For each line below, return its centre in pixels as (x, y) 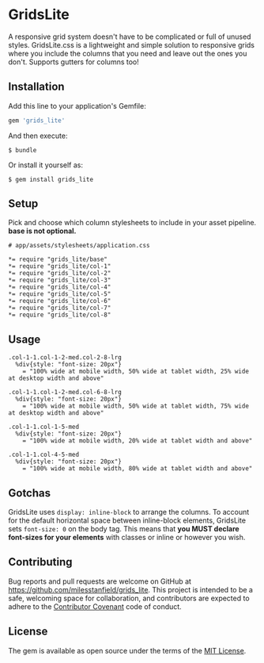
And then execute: (38, 136)
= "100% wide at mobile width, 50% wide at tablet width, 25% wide (136, 372)
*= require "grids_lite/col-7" (60, 308)
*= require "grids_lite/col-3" (60, 280)
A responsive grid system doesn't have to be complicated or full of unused (130, 36)
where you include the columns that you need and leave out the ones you (128, 53)
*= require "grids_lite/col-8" (60, 315)
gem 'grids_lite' (37, 121)
